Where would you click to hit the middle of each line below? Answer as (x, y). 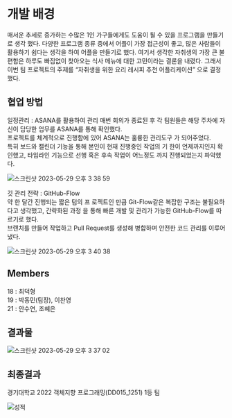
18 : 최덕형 (21, 291)
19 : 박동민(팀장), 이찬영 (39, 300)
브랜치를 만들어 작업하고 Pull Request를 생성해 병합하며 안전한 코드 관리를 (107, 228)
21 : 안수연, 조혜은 (32, 308)
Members (28, 274)
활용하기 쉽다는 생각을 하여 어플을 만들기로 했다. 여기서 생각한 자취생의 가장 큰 (113, 52)
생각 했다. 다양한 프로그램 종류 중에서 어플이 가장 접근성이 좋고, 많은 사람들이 (118, 43)
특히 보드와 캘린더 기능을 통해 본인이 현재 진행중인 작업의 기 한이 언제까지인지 (111, 146)
